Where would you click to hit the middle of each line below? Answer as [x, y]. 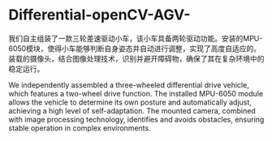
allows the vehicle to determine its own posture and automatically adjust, [130, 102]
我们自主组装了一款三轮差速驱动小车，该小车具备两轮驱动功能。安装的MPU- [136, 38]
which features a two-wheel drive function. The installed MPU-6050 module [136, 93]
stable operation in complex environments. [80, 128]
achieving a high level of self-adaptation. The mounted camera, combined [132, 110]
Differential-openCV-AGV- [99, 15]
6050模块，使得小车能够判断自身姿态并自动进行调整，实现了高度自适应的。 [135, 48]
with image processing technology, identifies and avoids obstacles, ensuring [136, 119]
